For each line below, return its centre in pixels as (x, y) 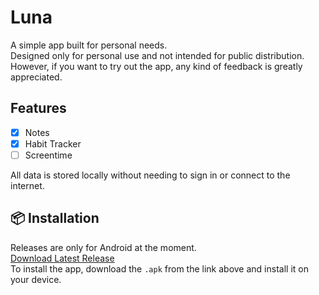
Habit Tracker (53, 143)
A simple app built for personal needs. (89, 45)
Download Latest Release (62, 258)
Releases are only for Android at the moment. (103, 247)
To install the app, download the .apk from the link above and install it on (159, 268)
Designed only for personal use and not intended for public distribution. (157, 55)
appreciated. (36, 77)
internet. (27, 185)
